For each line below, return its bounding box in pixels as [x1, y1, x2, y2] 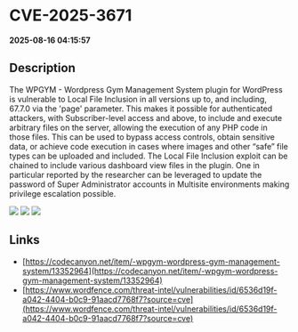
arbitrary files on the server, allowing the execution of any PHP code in [9, 122, 269, 133]
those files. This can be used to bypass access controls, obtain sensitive [9, 131, 276, 142]
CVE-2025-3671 [9, 5, 133, 26]
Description [9, 61, 76, 76]
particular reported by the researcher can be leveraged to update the [9, 169, 262, 180]
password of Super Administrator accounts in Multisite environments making [9, 179, 290, 190]
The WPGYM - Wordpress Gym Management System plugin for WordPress [9, 84, 283, 94]
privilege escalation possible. [9, 188, 117, 198]
